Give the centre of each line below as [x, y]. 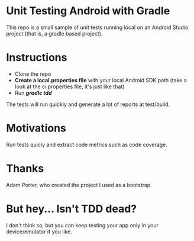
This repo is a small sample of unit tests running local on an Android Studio [97, 27]
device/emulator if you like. [39, 232]
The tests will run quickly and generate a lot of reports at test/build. [88, 104]
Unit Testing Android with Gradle [88, 11]
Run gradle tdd [33, 92]
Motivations [36, 128]
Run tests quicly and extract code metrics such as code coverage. [87, 144]
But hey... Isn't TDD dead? [72, 209]
